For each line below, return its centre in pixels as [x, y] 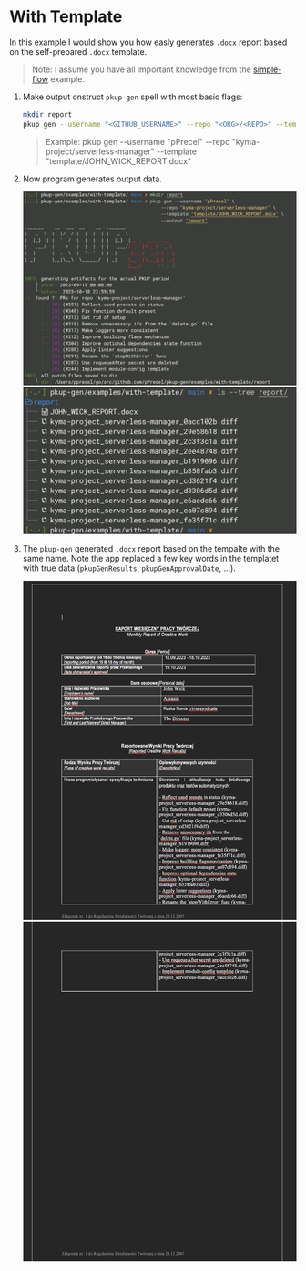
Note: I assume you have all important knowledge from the [142, 69]
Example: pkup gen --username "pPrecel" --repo [138, 141]
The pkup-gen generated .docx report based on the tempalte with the [151, 549]
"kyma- [246, 141]
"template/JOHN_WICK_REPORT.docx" [118, 160]
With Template [66, 17]
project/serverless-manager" [100, 151]
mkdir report [47, 114]
